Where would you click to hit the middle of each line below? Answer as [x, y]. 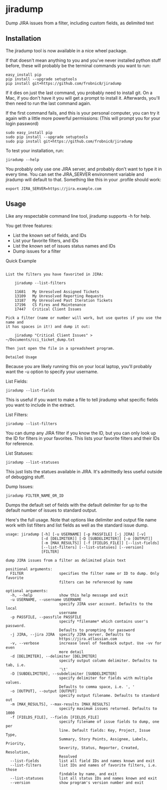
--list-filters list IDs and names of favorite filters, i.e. [83, 765]
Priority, [16, 743]
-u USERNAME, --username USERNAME [46, 599]
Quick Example [21, 261]
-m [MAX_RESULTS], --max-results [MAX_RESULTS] [60, 704]
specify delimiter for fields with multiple [106, 678]
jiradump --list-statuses [32, 462]
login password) [22, 124]
